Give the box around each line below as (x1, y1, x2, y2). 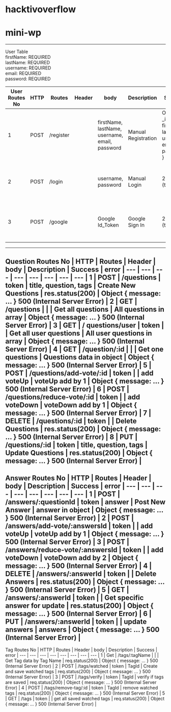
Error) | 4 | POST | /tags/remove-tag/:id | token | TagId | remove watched (5, 685, 158, 691)
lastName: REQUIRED (5, 60, 50, 66)
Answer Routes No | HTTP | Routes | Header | (5, 474, 152, 482)
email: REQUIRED (5, 70, 42, 77)
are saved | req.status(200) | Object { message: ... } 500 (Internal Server (5, 679, 157, 685)
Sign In (128, 222, 145, 229)
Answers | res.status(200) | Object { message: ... (5, 577, 165, 586)
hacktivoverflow (5, 4, 76, 15)
